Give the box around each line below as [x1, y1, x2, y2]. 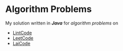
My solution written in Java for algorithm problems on [5, 20, 118, 26]
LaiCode [12, 40, 30, 46]
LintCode [12, 29, 32, 35]
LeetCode [12, 35, 34, 41]
